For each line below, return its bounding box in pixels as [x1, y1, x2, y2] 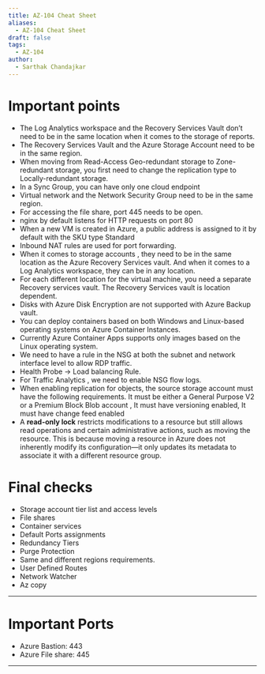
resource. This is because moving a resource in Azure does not [19, 434, 226, 443]
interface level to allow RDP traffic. [19, 358, 132, 367]
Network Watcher [19, 571, 77, 581]
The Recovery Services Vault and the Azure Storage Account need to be [19, 140, 255, 149]
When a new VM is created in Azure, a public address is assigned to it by [19, 224, 257, 233]
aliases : [8, 19, 37, 27]
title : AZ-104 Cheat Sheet [8, 11, 97, 20]
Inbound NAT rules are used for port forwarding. [19, 240, 177, 250]
